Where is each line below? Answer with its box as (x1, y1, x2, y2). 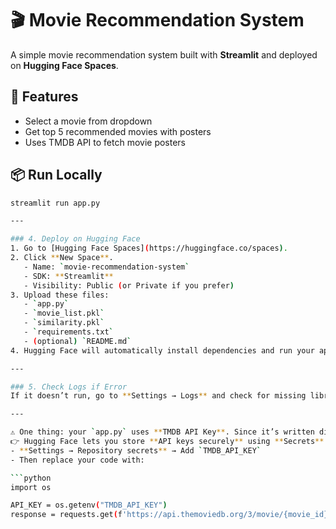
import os (10, 482, 52, 492)
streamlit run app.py (10, 198, 101, 208)
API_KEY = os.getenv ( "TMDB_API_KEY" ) (10, 500, 168, 511)
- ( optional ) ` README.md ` (23, 336, 132, 346)
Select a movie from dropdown (24, 115, 153, 127)
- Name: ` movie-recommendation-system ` (23, 262, 190, 272)
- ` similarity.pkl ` (23, 318, 105, 328)
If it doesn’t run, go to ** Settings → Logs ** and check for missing (10, 391, 307, 401)
